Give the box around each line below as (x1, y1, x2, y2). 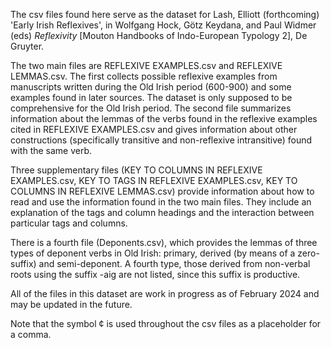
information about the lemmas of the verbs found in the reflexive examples (10, 113, 318, 124)
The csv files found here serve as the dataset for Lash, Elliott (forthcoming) (10, 9, 320, 20)
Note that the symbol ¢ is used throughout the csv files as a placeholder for (10, 318, 322, 329)
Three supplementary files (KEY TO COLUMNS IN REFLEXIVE (10, 164, 263, 176)
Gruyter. (10, 40, 45, 52)
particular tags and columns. (10, 217, 128, 229)
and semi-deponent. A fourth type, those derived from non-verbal (38, 258, 311, 269)
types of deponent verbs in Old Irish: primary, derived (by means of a (10, 247, 296, 259)
